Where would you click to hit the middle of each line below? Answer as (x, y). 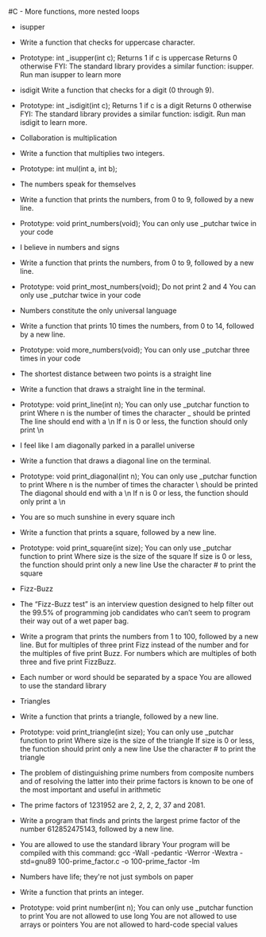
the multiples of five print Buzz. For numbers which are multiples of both (138, 653)
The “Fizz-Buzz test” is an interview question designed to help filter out (137, 604)
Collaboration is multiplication (68, 138)
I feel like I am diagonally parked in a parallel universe (107, 445)
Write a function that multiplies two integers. (92, 153)
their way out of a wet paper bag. (74, 621)
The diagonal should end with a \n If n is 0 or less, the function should (134, 493)
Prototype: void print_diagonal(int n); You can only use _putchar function (138, 476)
